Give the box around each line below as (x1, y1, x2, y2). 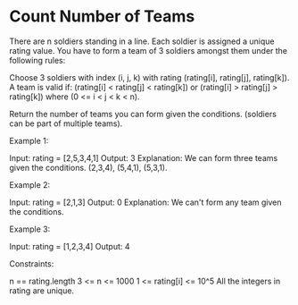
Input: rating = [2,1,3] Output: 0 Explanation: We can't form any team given (9, 197, 282, 208)
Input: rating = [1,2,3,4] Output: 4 (9, 241, 131, 251)
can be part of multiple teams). (9, 118, 123, 129)
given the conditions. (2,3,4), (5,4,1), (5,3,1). (9, 162, 168, 173)
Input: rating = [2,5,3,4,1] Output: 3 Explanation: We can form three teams (9, 152, 278, 163)
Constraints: (9, 258, 54, 269)
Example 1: (9, 135, 49, 146)
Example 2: (9, 179, 51, 190)
